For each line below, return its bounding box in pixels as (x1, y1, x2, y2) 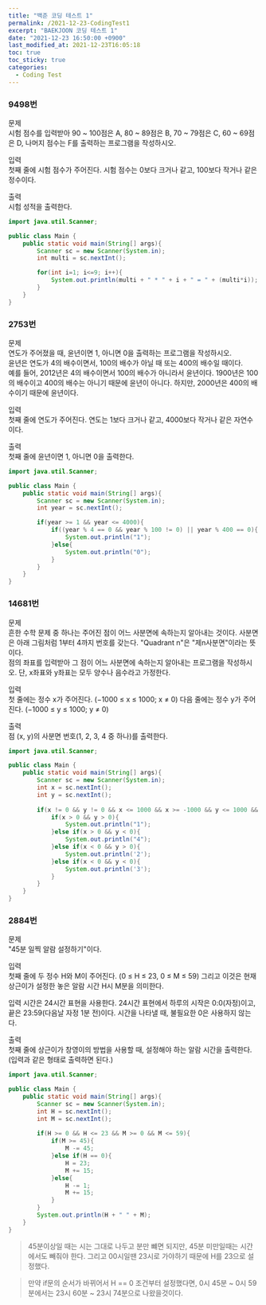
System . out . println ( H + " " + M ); (37, 1211, 151, 1219)
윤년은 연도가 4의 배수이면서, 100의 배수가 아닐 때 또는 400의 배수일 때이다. (8, 358, 244, 367)
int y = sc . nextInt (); (37, 791, 112, 799)
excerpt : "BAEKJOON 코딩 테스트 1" (8, 26, 118, 34)
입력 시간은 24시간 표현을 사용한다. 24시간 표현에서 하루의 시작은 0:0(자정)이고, (8, 998, 256, 1008)
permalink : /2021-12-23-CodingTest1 (8, 19, 130, 27)
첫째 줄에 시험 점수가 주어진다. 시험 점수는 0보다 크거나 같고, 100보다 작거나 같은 (8, 165, 257, 174)
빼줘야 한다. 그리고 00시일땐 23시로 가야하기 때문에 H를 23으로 (49, 1251, 246, 1260)
